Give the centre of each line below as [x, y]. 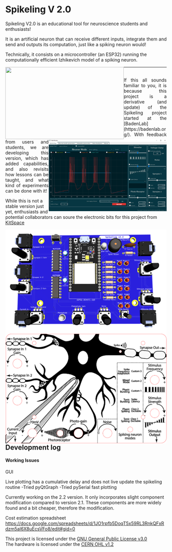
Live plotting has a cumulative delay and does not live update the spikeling [84, 482]
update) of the [145, 107]
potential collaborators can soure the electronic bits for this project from [81, 217]
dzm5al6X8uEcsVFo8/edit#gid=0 [40, 528]
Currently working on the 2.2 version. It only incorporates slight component [85, 497]
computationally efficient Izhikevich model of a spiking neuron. [71, 59]
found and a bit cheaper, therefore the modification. [60, 508]
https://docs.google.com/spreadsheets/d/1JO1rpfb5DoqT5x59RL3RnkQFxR [85, 523]
